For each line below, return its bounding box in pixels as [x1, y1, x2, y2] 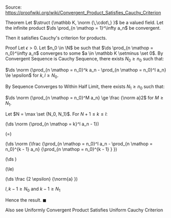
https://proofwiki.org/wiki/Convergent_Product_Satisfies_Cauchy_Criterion [5, 10, 161, 16]
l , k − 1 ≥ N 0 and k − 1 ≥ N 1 [5, 186, 61, 193]
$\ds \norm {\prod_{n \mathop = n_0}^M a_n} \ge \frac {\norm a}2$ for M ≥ [5, 94, 164, 101]
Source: [5, 4, 22, 10]
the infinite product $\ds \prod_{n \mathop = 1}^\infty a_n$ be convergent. [5, 25, 161, 31]
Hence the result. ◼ [5, 197, 47, 203]
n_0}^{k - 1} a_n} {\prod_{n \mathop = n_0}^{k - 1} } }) [5, 146, 117, 152]
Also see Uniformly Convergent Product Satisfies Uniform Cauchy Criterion [5, 207, 163, 213]
